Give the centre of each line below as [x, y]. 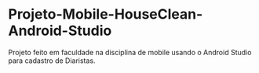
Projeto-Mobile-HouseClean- [106, 14]
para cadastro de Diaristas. [52, 61]
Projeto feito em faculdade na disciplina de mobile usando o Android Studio [130, 52]
